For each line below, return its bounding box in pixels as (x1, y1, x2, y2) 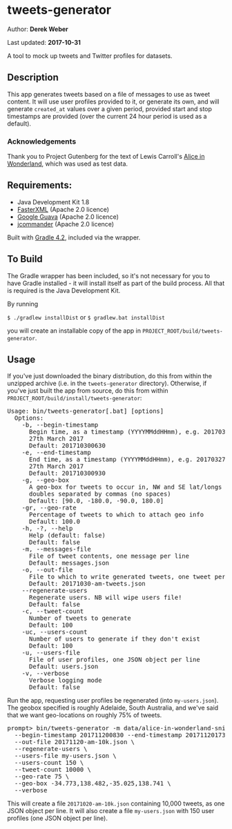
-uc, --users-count (21, 628, 88, 636)
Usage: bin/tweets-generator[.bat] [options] (7, 407, 164, 416)
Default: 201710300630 (28, 442, 106, 450)
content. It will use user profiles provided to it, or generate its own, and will (7, 97, 220, 106)
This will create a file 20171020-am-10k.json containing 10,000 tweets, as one (7, 799, 225, 808)
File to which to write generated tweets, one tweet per (28, 573, 226, 581)
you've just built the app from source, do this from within (7, 387, 168, 395)
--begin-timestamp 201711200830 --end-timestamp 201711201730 (14, 731, 230, 739)
